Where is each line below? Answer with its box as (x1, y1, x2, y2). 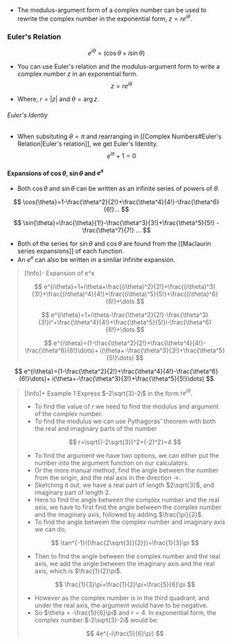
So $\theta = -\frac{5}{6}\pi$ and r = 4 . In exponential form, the (34, 609, 217, 617)
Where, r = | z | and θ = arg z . (17, 95, 99, 104)
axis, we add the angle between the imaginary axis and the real (34, 559, 215, 568)
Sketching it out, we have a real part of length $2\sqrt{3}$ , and (34, 481, 215, 489)
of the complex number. (34, 410, 103, 418)
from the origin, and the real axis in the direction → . (34, 474, 181, 482)
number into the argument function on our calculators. (34, 459, 189, 468)
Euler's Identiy (7, 110, 48, 119)
